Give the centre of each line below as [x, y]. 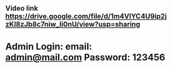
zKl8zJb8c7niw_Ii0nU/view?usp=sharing [73, 24]
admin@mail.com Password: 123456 [85, 57]
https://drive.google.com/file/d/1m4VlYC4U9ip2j [86, 17]
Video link [22, 8]
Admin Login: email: [49, 46]
